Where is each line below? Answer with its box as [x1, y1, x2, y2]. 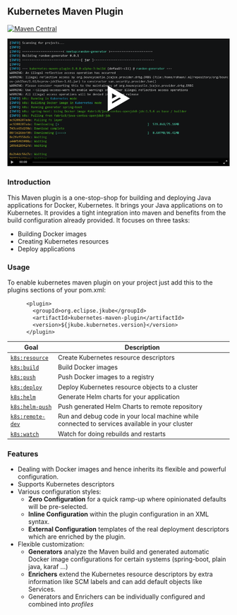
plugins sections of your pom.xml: [7, 286, 106, 294]
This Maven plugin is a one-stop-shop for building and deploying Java [7, 193, 212, 202]
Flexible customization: [17, 540, 85, 549]
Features [7, 448, 39, 458]
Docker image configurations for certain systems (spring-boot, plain [28, 555, 226, 563]
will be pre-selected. [28, 503, 88, 511]
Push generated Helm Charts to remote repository [57, 402, 203, 411]
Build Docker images [57, 363, 119, 371]
